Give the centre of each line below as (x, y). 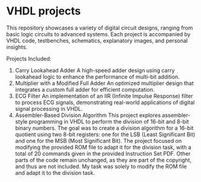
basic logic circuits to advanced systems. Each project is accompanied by (98, 34)
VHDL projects (44, 11)
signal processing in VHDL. (49, 108)
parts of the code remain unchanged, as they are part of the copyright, (103, 160)
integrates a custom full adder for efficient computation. (85, 89)
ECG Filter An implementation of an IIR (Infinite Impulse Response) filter (104, 96)
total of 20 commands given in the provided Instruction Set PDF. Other (103, 153)
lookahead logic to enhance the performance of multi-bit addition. (97, 77)
